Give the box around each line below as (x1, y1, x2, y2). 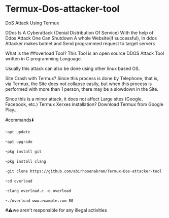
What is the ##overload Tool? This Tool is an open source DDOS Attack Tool (5, 50, 164, 56)
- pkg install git (5, 148, 42, 154)
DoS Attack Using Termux (5, 20, 59, 26)
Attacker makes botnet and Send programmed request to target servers (5, 40, 155, 46)
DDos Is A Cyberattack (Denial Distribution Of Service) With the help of (5, 29, 154, 35)
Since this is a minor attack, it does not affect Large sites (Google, (5, 96, 143, 102)
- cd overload (5, 177, 33, 184)
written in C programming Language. (5, 55, 82, 61)
